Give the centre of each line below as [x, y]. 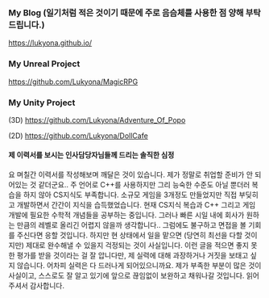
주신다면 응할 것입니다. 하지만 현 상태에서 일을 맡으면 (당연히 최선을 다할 [130, 235]
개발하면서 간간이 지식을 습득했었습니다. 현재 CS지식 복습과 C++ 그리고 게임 [136, 205]
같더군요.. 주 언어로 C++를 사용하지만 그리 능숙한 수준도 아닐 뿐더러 [144, 185]
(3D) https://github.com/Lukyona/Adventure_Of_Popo [97, 120]
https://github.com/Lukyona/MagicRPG [73, 82]
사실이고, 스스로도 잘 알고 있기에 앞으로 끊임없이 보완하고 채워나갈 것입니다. [126, 275]
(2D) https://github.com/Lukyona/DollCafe [79, 136]
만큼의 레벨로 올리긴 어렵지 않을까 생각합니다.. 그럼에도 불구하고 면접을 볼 [132, 225]
